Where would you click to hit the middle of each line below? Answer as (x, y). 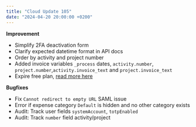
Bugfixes (17, 87)
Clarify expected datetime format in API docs (69, 51)
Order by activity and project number (59, 57)
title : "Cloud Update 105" (39, 11)
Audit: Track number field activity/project (62, 117)
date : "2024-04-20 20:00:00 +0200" (49, 17)
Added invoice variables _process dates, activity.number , (84, 63)
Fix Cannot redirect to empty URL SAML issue (71, 99)
